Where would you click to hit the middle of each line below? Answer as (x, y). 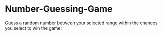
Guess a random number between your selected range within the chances (81, 23)
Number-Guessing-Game (59, 9)
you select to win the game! (34, 28)
